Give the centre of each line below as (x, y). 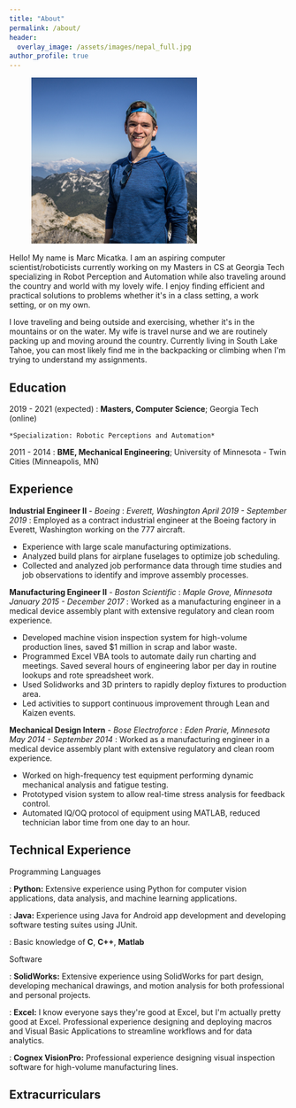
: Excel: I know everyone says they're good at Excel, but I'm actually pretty (145, 1012)
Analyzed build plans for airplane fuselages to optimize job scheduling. (151, 556)
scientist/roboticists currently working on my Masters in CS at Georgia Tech (147, 267)
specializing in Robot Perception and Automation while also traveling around (148, 277)
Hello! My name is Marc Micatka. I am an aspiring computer (118, 258)
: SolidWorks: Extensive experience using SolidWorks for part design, (137, 976)
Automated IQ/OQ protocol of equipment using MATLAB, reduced (141, 813)
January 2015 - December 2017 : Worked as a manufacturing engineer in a (145, 601)
